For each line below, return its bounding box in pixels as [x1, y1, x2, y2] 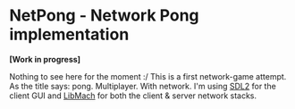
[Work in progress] [9, 54, 81, 64]
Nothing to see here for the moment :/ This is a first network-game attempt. [9, 71, 287, 81]
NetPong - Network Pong [9, 5, 199, 26]
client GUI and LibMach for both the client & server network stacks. [9, 90, 257, 101]
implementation [9, 24, 130, 45]
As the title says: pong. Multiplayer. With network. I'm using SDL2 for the [9, 80, 277, 91]
